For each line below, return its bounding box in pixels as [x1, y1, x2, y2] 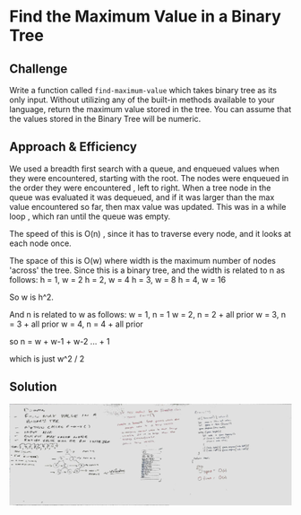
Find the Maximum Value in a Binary [9, 6, 282, 27]
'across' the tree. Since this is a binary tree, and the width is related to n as [9, 265, 285, 275]
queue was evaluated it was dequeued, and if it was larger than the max [9, 191, 275, 203]
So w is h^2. [9, 292, 54, 302]
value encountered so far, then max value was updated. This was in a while [9, 201, 287, 212]
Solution [9, 380, 57, 395]
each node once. [9, 238, 72, 249]
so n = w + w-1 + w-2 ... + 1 [9, 336, 110, 346]
